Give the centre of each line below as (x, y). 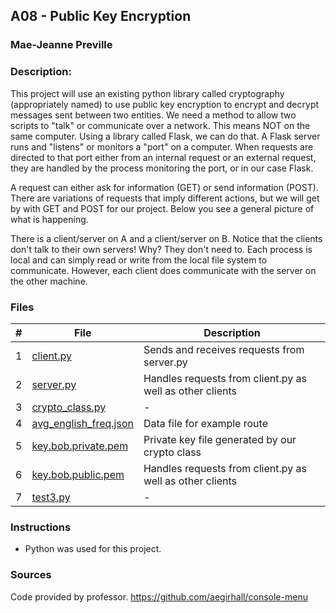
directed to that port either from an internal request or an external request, (163, 157)
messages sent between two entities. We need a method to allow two (153, 115)
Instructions (41, 527)
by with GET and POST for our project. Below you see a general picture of (162, 208)
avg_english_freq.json (82, 423)
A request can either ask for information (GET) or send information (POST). (164, 187)
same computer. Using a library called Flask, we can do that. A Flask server (165, 136)
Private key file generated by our (220, 439)
